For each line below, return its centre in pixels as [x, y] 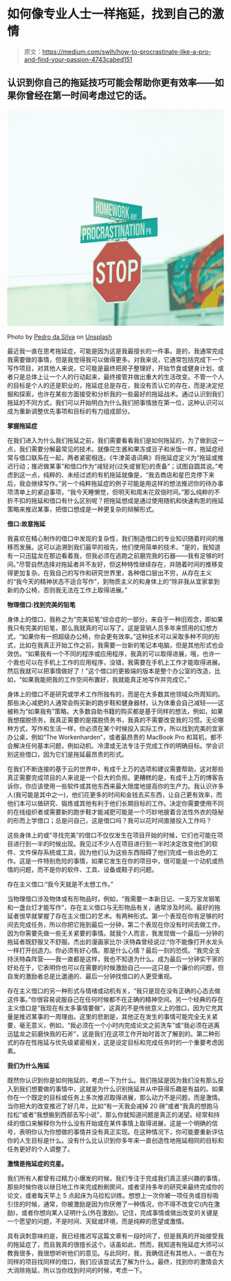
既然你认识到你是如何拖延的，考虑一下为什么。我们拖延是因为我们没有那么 [112, 1080]
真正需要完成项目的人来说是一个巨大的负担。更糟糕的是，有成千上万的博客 [112, 777]
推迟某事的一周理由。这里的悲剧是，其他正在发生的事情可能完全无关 [115, 1016]
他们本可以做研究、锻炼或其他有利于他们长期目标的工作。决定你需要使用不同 [115, 803]
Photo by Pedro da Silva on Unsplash [59, 336]
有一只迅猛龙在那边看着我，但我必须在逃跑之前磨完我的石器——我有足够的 [112, 555]
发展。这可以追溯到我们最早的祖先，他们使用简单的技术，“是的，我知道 [120, 547]
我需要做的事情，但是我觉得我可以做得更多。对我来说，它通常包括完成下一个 [115, 359]
